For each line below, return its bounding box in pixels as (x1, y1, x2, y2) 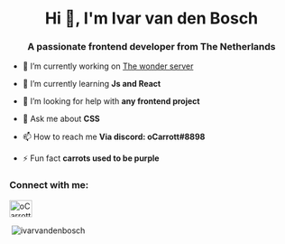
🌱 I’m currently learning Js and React (22, 79, 161, 89)
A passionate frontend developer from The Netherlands (26, 41, 277, 53)
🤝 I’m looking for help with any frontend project (22, 96, 200, 107)
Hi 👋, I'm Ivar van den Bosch (44, 8, 259, 29)
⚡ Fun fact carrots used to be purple (22, 153, 160, 164)
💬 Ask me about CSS (22, 113, 101, 125)
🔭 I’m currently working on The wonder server (22, 61, 194, 71)
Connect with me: (9, 179, 89, 192)
